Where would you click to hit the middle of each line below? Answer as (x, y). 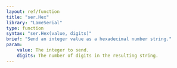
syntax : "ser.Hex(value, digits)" (49, 34)
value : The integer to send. (53, 50)
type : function (25, 28)
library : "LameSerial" (34, 22)
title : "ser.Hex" (28, 17)
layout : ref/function (33, 12)
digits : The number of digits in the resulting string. (88, 56)
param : (14, 45)
